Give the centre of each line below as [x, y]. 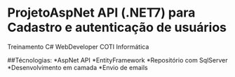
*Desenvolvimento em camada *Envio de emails [78, 67]
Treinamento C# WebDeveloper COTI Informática [78, 46]
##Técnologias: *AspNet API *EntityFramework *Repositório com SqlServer [117, 60]
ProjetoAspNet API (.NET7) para [101, 13]
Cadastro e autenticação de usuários [117, 27]
